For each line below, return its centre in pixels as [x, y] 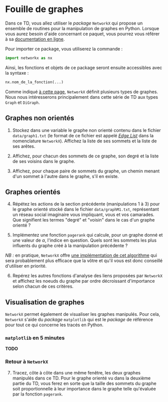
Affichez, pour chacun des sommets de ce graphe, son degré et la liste [85, 156]
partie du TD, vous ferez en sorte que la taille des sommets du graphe [84, 383]
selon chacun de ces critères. [43, 286]
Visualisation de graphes [45, 302]
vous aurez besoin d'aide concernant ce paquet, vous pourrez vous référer [82, 34]
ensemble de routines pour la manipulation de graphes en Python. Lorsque [82, 28]
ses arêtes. [24, 146]
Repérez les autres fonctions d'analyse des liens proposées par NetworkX [87, 276]
